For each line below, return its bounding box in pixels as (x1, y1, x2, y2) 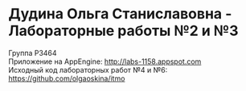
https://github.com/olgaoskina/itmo (8, 73, 125, 83)
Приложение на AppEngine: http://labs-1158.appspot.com (8, 57, 202, 66)
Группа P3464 (8, 48, 58, 57)
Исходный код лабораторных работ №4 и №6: (8, 65, 168, 74)
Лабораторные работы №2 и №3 (8, 22, 239, 40)
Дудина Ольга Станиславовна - (8, 5, 232, 23)
